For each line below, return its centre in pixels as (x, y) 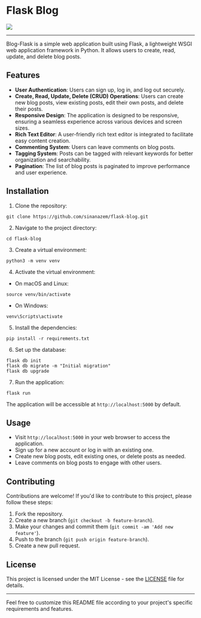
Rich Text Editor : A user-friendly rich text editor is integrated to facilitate (104, 134)
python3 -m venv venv (33, 261)
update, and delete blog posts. (44, 56)
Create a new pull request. (47, 546)
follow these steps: (29, 503)
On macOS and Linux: (42, 283)
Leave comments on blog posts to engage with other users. (88, 463)
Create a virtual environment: (51, 249)
